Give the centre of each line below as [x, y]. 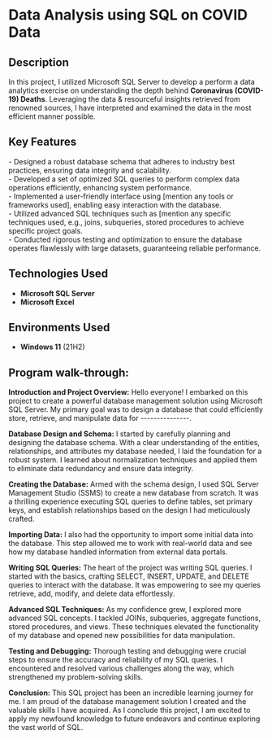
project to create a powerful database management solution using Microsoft [136, 401]
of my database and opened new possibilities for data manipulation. [122, 636]
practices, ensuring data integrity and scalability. [90, 170]
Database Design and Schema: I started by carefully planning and [119, 434]
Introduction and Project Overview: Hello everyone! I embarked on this [128, 392]
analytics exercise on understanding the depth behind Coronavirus [121, 90]
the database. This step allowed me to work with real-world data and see [130, 544]
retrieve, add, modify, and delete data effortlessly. [92, 594]
